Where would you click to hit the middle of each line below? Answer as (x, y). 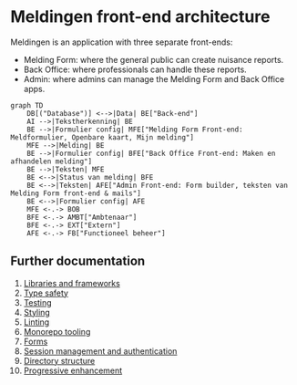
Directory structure (59, 360)
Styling (37, 312)
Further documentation (78, 261)
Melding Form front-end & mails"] (76, 193)
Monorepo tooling (57, 331)
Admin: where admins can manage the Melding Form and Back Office (154, 78)
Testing (38, 302)
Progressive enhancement (73, 370)
